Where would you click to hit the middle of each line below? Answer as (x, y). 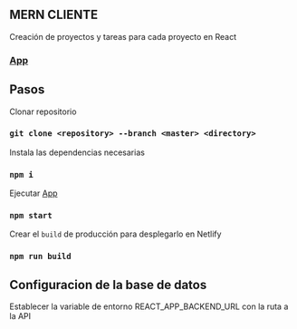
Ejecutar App (34, 193)
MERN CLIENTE (53, 15)
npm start (31, 216)
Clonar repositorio (43, 111)
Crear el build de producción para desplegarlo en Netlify (115, 234)
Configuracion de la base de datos (108, 285)
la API (20, 316)
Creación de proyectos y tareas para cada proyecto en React (123, 36)
